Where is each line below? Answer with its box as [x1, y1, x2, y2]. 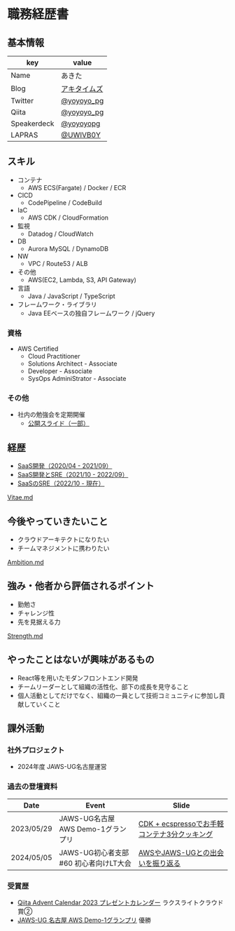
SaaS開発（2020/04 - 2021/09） [17, 462, 113, 470]
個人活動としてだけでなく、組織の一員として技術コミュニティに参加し [17, 691, 220, 699]
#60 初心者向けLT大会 [59, 858, 131, 868]
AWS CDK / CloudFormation [27, 213, 109, 222]
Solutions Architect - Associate [27, 359, 117, 368]
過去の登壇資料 [7, 782, 58, 791]
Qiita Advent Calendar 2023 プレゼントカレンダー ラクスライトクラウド [17, 898, 224, 906]
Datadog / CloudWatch [27, 229, 94, 238]
